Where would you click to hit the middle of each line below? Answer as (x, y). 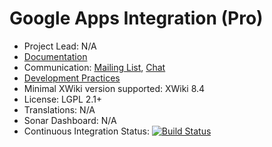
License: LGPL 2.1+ (63, 99)
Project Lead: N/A (60, 46)
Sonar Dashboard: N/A (70, 120)
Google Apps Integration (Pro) (136, 18)
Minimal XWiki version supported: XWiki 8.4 (114, 88)
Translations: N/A (59, 109)
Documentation (55, 56)
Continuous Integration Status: (86, 131)
